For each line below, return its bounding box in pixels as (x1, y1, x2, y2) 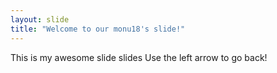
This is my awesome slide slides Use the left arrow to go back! (10, 51, 268, 63)
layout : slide (10, 14, 70, 25)
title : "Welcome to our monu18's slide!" (10, 24, 186, 34)
